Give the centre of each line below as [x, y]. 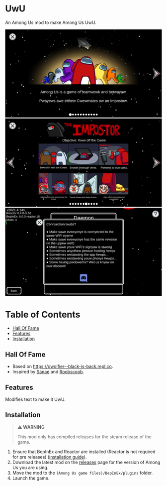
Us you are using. [30, 467]
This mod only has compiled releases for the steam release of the [84, 437]
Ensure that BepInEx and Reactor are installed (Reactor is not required [84, 452]
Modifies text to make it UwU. [35, 399]
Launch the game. [31, 478]
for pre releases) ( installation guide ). [49, 457]
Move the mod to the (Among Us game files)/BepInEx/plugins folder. [83, 473]
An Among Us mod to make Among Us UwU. [51, 22]
